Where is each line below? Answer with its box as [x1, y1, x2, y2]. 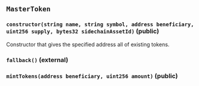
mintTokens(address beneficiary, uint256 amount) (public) [6, 72, 178, 80]
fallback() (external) [6, 56, 69, 64]
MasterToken [6, 5, 51, 14]
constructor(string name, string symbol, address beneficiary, [6, 21, 194, 28]
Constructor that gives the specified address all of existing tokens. [6, 41, 170, 48]
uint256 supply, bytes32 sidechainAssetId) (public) [6, 27, 160, 35]
